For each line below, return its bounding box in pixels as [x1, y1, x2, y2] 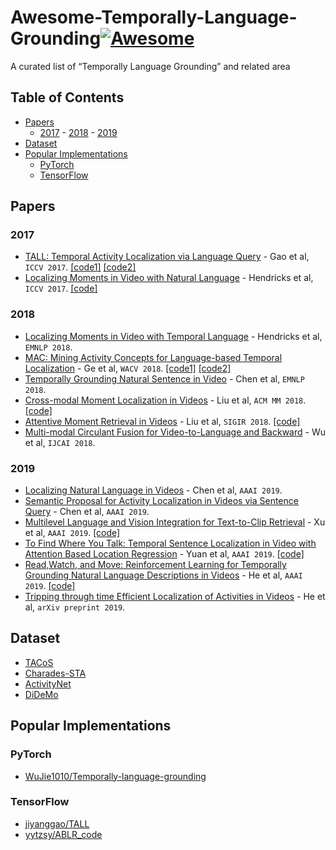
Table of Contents [10, 89, 125, 106]
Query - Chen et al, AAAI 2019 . [24, 506, 150, 518]
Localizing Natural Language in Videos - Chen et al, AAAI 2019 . [24, 484, 283, 496]
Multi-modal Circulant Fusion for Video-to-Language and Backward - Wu [24, 426, 326, 438]
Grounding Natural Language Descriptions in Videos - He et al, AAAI [24, 569, 303, 581]
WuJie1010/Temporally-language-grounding [24, 770, 207, 782]
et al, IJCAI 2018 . [24, 436, 96, 448]
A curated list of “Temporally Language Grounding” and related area [10, 60, 291, 72]
